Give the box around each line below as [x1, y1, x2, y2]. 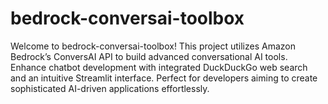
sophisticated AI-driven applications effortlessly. [10, 82, 210, 94]
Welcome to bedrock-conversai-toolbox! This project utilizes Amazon [10, 40, 296, 52]
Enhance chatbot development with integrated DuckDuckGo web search [10, 61, 308, 73]
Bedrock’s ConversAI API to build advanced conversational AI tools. [10, 50, 288, 62]
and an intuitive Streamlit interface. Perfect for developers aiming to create [10, 72, 318, 84]
